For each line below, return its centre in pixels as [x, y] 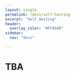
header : [13, 24]
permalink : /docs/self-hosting [38, 14]
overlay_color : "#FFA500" [37, 28]
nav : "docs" [22, 38]
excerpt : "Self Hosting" [31, 19]
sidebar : [14, 33]
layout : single [21, 10]
